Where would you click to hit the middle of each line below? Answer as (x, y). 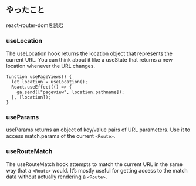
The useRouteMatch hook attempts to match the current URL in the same (94, 164)
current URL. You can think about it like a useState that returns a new (89, 60)
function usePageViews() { (39, 77)
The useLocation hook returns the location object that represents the (89, 53)
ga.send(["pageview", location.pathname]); (71, 92)
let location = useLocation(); (50, 82)
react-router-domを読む (35, 25)
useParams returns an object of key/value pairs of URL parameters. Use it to (98, 130)
